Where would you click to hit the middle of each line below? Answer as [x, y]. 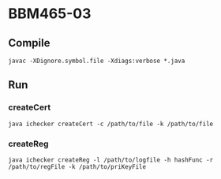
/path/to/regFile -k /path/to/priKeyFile [77, 166]
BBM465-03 [50, 14]
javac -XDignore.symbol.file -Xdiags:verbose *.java [97, 61]
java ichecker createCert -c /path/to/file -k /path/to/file [111, 124]
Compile [29, 43]
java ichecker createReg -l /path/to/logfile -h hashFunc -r [111, 160]
